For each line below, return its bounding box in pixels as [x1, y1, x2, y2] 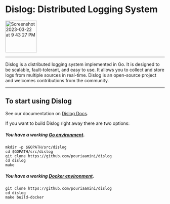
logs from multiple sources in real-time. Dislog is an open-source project [5, 72, 157, 78]
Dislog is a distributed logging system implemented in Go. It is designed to [5, 61, 160, 67]
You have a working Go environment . [5, 132, 85, 138]
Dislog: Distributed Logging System [5, 4, 158, 15]
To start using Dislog [5, 97, 72, 106]
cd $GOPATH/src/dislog [5, 149, 53, 154]
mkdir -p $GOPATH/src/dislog [5, 145, 67, 150]
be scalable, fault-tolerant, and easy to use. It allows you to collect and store [5, 66, 164, 73]
